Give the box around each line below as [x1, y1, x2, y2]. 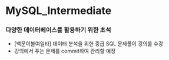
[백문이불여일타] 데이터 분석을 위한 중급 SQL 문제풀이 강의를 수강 [14, 40, 163, 47]
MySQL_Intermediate [5, 4, 112, 17]
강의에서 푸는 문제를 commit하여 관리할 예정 [14, 48, 116, 55]
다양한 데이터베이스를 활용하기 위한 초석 [5, 26, 111, 34]
